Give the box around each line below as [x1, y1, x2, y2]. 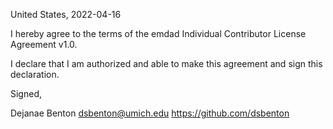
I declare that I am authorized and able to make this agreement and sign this [10, 58, 323, 69]
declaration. [10, 69, 60, 80]
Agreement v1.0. [10, 39, 78, 50]
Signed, [10, 88, 42, 99]
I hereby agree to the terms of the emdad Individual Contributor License [10, 28, 307, 39]
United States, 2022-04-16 [10, 9, 122, 20]
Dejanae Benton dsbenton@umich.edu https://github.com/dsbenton [10, 107, 290, 119]
